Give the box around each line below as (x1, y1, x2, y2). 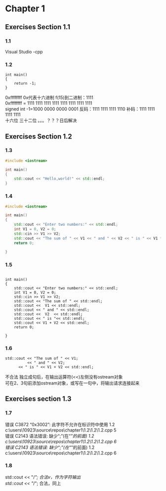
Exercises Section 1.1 (5, 23, 71, 31)
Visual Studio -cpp (5, 49, 43, 54)
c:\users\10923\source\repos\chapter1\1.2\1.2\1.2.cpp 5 (5, 427, 117, 433)
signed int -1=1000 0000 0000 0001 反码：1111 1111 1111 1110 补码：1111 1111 (5, 106, 155, 112)
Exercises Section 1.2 (5, 132, 73, 141)
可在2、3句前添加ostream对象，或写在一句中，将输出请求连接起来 (5, 380, 140, 386)
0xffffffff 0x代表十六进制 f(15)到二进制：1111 (5, 95, 93, 100)
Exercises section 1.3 (5, 394, 72, 403)
